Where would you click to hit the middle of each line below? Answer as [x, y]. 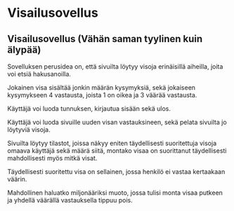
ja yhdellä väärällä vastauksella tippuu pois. [70, 200]
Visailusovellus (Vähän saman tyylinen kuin [105, 39]
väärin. [17, 179]
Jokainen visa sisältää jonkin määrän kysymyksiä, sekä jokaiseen [101, 88]
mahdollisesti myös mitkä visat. [52, 158]
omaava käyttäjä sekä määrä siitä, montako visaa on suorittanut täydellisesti [117, 151]
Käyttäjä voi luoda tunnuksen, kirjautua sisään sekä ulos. [89, 109]
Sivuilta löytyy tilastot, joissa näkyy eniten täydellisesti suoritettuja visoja [112, 143]
